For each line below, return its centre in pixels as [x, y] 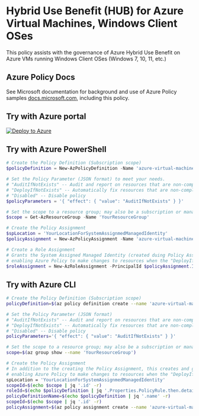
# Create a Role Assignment [41, 250]
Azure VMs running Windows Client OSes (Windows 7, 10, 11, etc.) [86, 59]
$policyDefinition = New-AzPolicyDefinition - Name [70, 169]
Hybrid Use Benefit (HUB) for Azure [95, 11]
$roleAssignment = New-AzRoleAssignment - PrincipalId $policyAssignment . [99, 266]
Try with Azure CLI [41, 284]
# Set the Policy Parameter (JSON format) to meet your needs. [86, 179]
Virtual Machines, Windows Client [92, 23]
